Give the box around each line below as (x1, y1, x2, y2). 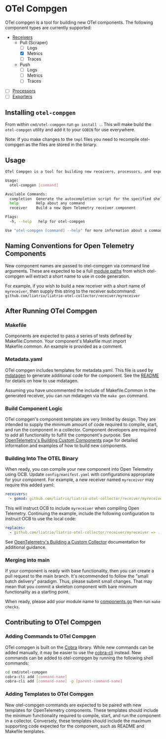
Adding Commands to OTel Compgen (5, 633, 96, 640)
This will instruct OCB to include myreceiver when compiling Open (5, 505, 139, 511)
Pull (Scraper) (19, 39, 48, 45)
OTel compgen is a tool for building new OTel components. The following (5, 19, 153, 25)
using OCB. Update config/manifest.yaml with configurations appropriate (5, 472, 155, 478)
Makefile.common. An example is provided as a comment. (5, 343, 124, 350)
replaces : (5, 525, 26, 530)
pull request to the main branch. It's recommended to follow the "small (5, 573, 149, 579)
